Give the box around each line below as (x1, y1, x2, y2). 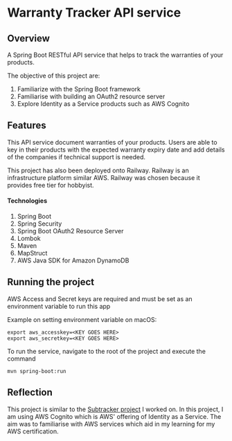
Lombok (17, 234, 42, 243)
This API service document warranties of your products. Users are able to (7, 138, 217, 146)
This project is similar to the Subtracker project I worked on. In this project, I (7, 405, 224, 413)
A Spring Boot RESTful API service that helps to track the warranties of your (7, 51, 224, 59)
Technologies (7, 197, 48, 205)
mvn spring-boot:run (7, 368, 67, 375)
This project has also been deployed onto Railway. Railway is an (7, 166, 189, 174)
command (7, 354, 36, 363)
